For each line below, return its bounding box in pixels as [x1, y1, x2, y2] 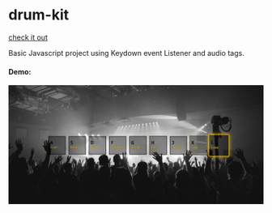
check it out [8, 32, 49, 42]
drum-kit [8, 6, 70, 24]
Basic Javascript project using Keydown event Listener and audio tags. [8, 48, 244, 58]
